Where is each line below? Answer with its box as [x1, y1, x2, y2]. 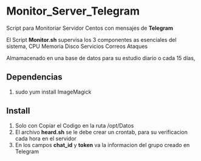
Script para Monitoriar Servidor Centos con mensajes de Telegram [6, 24, 173, 32]
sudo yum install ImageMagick [15, 88, 92, 95]
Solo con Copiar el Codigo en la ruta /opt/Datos [15, 122, 134, 129]
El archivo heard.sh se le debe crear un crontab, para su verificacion [15, 128, 188, 135]
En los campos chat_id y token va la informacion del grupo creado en [15, 141, 190, 148]
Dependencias [6, 72, 63, 83]
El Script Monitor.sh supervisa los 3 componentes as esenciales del [6, 36, 177, 43]
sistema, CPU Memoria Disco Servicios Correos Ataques [6, 43, 148, 50]
